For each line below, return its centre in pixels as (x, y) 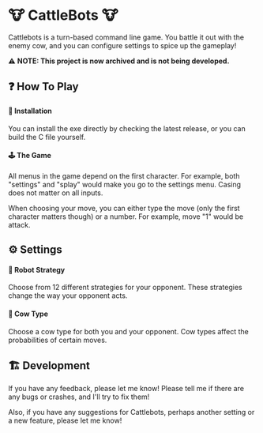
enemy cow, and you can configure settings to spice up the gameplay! (122, 45)
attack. (19, 224)
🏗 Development (49, 365)
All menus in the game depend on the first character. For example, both (124, 175)
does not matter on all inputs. (56, 193)
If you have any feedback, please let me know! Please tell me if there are (126, 389)
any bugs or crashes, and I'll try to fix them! (79, 397)
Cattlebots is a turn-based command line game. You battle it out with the (126, 37)
